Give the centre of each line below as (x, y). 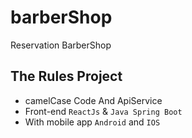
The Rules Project (66, 76)
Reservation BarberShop (61, 45)
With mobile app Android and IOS (92, 122)
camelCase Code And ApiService (93, 100)
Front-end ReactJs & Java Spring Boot (103, 111)
